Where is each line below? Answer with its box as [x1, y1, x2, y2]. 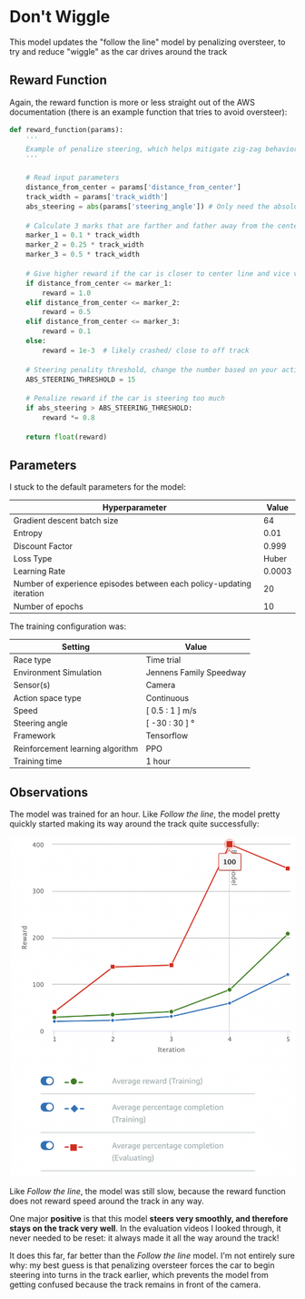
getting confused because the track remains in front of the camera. [9, 1279, 261, 1290]
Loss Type [13, 553, 53, 563]
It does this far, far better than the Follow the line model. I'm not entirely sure [9, 1250, 295, 1261]
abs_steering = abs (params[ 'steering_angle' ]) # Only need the [25, 202, 271, 211]
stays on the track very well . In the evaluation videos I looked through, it [9, 1223, 281, 1233]
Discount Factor [13, 540, 74, 552]
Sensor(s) [13, 680, 51, 691]
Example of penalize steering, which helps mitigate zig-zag [25, 144, 261, 154]
